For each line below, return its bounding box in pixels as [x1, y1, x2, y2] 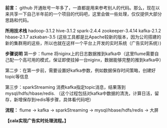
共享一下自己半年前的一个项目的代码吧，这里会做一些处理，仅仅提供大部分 [9, 11, 162, 17]
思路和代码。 [5, 17, 31, 23]
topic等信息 [5, 74, 29, 79]
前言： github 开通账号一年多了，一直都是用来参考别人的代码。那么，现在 [5, 5, 156, 10]
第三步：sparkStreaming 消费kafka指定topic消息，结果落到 [5, 84, 126, 90]
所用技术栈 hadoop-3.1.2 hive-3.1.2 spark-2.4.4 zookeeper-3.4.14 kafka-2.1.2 [5, 28, 162, 34]
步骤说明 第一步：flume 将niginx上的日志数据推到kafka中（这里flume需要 [5, 51, 155, 57]
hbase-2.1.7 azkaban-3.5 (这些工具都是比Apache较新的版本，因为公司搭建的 [5, 34, 162, 40]
